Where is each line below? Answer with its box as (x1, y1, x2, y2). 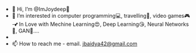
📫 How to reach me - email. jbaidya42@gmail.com (11, 40, 138, 47)
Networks (164, 21, 189, 28)
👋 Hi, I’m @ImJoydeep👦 (11, 6, 70, 12)
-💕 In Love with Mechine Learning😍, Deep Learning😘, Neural (11, 21, 164, 28)
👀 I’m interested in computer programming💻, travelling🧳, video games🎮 (11, 12, 191, 19)
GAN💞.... (18, 27, 40, 34)
